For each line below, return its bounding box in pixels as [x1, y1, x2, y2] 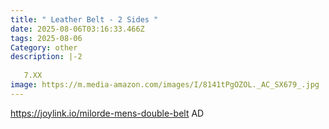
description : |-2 [10, 52, 83, 62]
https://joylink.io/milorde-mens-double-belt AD [10, 107, 205, 119]
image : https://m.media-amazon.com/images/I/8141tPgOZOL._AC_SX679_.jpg [10, 80, 320, 90]
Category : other [10, 42, 78, 53]
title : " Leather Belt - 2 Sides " [10, 14, 159, 25]
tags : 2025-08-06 [10, 33, 83, 43]
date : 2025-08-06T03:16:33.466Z [10, 24, 145, 34]
